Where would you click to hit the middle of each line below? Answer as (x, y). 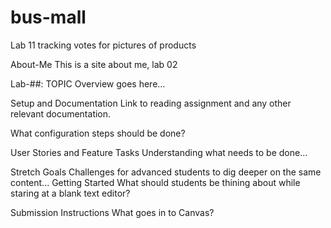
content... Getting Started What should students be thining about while (155, 182)
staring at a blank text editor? (70, 193)
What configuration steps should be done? (98, 133)
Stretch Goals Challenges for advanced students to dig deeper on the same (166, 172)
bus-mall (48, 17)
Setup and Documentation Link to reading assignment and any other (151, 103)
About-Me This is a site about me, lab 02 (94, 64)
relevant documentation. (61, 113)
